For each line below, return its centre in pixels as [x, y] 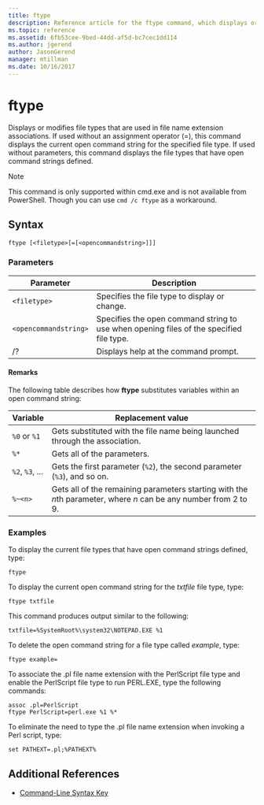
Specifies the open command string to [167, 318]
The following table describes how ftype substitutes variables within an [124, 390]
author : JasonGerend [42, 52]
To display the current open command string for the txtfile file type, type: [126, 587]
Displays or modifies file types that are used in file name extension [116, 128]
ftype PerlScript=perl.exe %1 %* [63, 712]
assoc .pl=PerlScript [44, 706]
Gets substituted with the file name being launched [145, 431]
